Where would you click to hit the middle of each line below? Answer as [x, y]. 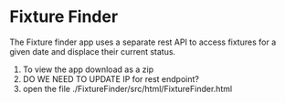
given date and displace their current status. [93, 51]
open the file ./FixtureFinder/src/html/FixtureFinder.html [127, 88]
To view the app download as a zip [88, 69]
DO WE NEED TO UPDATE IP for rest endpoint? [111, 78]
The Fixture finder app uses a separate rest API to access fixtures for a [143, 42]
